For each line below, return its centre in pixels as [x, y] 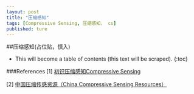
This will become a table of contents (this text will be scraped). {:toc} [102, 59]
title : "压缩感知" [28, 18]
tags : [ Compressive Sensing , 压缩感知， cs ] [61, 23]
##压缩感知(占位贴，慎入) [38, 47]
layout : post [23, 12]
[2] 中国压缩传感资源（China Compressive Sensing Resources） [87, 84]
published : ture [27, 29]
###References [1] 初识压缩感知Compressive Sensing [74, 72]
